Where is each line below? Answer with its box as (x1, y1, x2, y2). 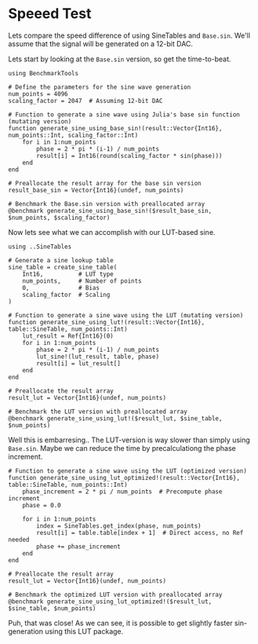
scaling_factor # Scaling (22, 291, 111, 298)
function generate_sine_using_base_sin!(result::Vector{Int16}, (8, 124, 223, 132)
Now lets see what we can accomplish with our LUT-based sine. (8, 227, 216, 236)
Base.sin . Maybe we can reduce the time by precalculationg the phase (8, 443, 237, 452)
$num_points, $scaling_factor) (8, 214, 111, 221)
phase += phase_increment (36, 543, 122, 551)
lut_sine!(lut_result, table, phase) (36, 353, 159, 360)
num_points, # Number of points (22, 276, 143, 285)
